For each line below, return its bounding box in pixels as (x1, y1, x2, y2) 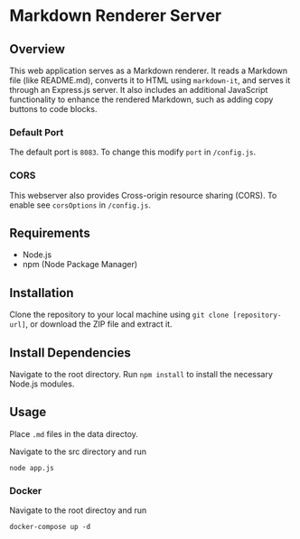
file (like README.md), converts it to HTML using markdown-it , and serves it (9, 75, 291, 86)
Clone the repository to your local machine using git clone (9, 309, 230, 321)
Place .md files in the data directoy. (9, 428, 138, 439)
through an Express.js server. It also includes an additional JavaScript (9, 85, 268, 95)
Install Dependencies (9, 345, 131, 360)
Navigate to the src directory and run (9, 446, 147, 457)
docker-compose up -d (9, 523, 91, 532)
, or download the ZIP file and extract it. (25, 319, 173, 330)
